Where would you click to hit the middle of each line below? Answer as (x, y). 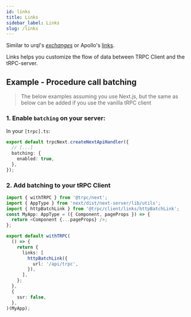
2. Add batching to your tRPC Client (59, 185)
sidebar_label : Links (33, 23)
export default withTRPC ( (38, 236)
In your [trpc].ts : (28, 131)
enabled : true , (36, 159)
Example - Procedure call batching (71, 82)
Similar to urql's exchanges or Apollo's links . (60, 45)
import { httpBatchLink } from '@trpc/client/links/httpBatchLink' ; (93, 209)
